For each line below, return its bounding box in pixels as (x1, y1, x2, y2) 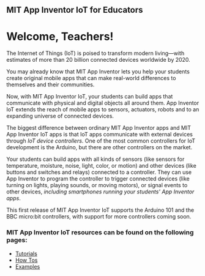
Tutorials (15, 250, 38, 257)
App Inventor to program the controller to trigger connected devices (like (6, 175, 190, 182)
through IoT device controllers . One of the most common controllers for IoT (6, 137, 196, 144)
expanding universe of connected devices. (6, 113, 114, 120)
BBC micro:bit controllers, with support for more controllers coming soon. (6, 213, 192, 220)
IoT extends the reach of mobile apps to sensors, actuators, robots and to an (6, 106, 199, 113)
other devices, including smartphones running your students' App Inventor (6, 188, 195, 195)
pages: (6, 236, 28, 244)
